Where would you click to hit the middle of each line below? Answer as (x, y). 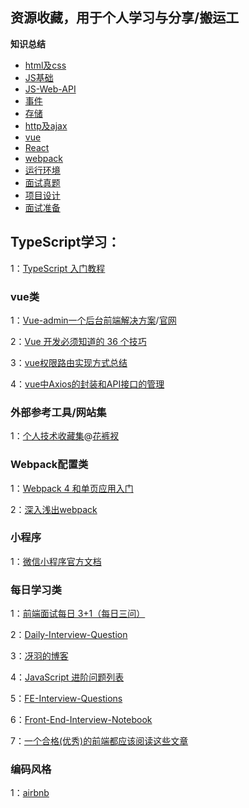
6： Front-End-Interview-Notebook (81, 720)
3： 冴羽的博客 (39, 656)
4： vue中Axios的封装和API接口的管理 (87, 384)
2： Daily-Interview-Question (69, 635)
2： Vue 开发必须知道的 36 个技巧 (78, 341)
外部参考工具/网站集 (58, 412)
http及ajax (46, 125)
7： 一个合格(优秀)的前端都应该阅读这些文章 (99, 741)
